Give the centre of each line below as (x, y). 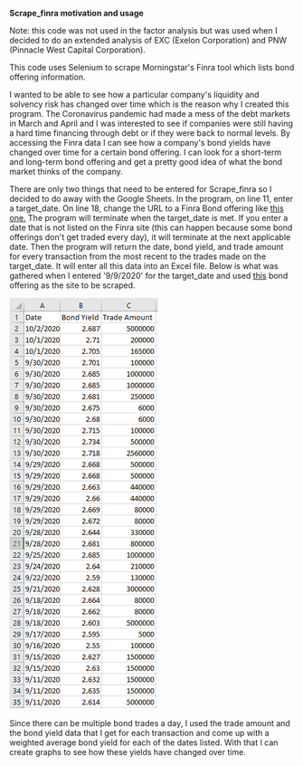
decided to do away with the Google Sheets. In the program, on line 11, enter (151, 199)
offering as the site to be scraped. (72, 285)
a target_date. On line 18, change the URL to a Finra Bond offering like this (147, 208)
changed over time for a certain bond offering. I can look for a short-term (146, 152)
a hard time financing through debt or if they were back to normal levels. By (150, 133)
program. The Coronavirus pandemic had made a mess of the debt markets (150, 114)
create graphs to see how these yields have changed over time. (128, 752)
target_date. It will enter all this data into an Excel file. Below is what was (144, 266)
